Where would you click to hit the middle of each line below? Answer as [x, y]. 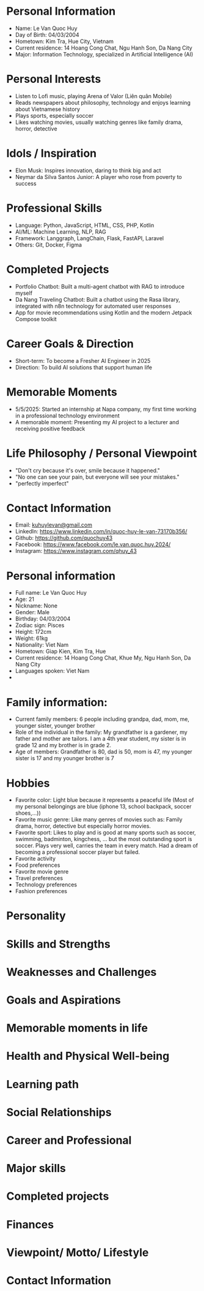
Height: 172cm [33, 632]
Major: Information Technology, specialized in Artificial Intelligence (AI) [104, 54]
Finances [30, 1224]
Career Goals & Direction [70, 344]
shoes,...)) [28, 813]
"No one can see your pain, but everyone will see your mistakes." [97, 477]
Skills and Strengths [59, 944]
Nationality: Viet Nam [42, 645]
